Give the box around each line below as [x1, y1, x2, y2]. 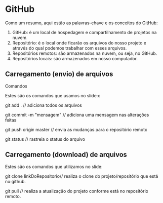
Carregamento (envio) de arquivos [5, 70, 114, 79]
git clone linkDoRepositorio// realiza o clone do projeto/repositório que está [5, 173, 158, 179]
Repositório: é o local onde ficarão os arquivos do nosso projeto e [12, 40, 147, 45]
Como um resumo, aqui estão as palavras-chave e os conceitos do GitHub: [5, 20, 158, 26]
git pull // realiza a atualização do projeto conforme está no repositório [5, 188, 149, 194]
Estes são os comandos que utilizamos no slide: [5, 163, 103, 169]
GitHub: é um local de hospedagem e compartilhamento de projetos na [12, 29, 157, 35]
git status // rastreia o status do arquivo [5, 136, 85, 142]
